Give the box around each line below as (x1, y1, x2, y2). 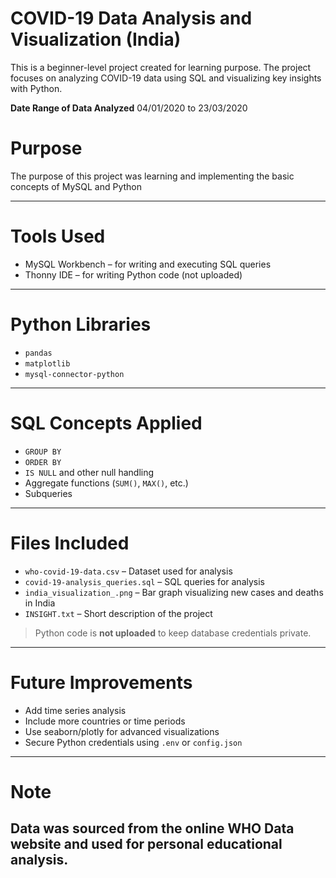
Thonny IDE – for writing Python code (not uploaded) (24, 268, 243, 281)
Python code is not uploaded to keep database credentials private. (34, 627, 312, 639)
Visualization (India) (10, 28, 182, 51)
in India (24, 597, 56, 609)
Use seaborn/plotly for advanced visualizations (24, 725, 220, 737)
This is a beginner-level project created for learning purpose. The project (10, 61, 312, 73)
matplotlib (24, 358, 71, 369)
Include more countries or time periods (24, 715, 186, 727)
